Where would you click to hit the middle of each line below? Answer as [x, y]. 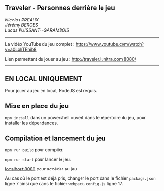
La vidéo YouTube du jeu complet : [40, 44]
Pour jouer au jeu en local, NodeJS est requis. [51, 90]
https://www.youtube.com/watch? [110, 44]
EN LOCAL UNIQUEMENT [44, 79]
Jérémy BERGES [21, 25]
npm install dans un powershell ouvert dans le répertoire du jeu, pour [75, 118]
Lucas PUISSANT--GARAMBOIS [37, 30]
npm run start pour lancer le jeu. [38, 159]
